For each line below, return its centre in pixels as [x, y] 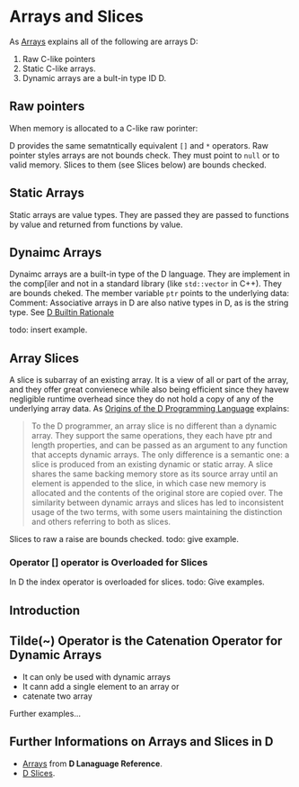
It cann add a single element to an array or [101, 686]
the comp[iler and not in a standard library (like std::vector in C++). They [146, 284]
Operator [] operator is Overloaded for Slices [109, 563]
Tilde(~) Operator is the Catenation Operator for [146, 641]
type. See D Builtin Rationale [62, 312]
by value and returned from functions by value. [96, 224]
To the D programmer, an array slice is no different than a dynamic [154, 426]
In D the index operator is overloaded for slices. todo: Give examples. [137, 582]
